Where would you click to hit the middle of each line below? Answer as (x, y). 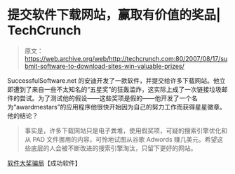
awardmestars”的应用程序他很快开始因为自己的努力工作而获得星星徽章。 (121, 107)
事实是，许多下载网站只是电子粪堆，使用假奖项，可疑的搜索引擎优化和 (126, 130)
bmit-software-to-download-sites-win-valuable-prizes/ (104, 66)
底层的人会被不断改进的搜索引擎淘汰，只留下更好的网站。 (114, 148)
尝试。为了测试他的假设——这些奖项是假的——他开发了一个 (105, 98)
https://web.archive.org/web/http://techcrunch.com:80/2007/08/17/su (126, 58)
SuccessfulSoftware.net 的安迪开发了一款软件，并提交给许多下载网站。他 (113, 80)
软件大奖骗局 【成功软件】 (44, 163)
